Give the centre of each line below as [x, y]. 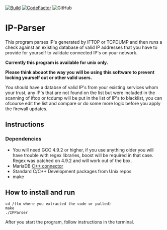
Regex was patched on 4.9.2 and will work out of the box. [72, 161]
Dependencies [23, 139]
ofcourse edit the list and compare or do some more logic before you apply [83, 103]
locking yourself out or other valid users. [49, 78]
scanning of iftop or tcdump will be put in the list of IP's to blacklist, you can [84, 98]
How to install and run [40, 193]
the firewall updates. [26, 109]
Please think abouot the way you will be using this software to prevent [80, 72]
